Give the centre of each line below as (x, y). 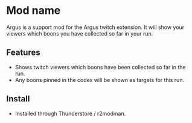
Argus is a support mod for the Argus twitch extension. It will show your (95, 27)
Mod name (34, 11)
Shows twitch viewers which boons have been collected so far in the (100, 67)
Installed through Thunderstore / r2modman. (70, 113)
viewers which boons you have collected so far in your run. (80, 33)
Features (23, 53)
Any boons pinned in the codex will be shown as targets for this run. (100, 80)
